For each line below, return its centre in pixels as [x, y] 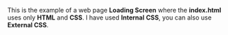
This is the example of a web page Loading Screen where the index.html [114, 10]
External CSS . [28, 25]
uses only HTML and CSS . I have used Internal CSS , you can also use [110, 17]
